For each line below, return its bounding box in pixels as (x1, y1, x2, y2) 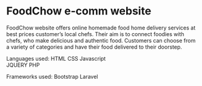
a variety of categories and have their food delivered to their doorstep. (6, 43, 183, 51)
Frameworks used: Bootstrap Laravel (6, 73, 98, 80)
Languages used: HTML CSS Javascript (6, 55, 106, 62)
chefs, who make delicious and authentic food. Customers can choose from (6, 37, 196, 44)
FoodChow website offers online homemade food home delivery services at (6, 24, 196, 31)
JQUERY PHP (6, 61, 40, 69)
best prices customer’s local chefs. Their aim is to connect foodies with (6, 30, 184, 37)
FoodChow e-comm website (6, 4, 152, 18)
